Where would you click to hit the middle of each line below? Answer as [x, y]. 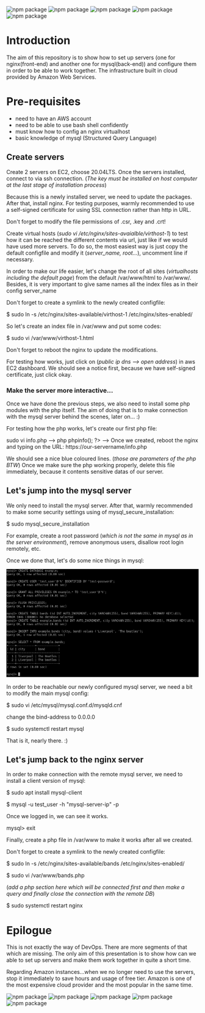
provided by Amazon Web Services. [51, 77]
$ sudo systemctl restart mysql [45, 728]
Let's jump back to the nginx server [75, 760]
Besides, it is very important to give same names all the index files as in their [102, 284]
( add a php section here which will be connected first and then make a [95, 887]
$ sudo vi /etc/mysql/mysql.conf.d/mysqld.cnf [64, 705]
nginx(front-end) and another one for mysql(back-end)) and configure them [102, 64]
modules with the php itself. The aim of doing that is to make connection [97, 410]
